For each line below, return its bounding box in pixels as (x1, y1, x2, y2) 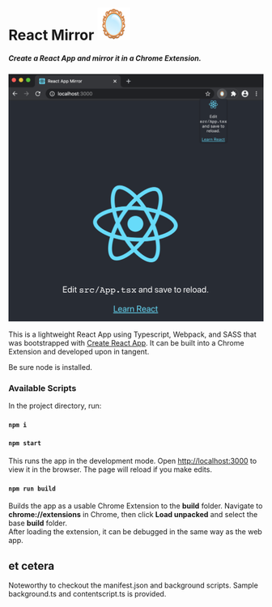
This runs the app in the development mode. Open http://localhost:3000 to (8, 456, 257, 465)
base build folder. (8, 518, 67, 528)
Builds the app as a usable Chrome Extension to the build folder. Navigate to (8, 501, 263, 511)
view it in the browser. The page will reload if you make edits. (8, 465, 213, 474)
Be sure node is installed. (8, 362, 93, 371)
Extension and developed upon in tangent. (8, 346, 150, 356)
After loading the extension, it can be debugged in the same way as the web (8, 527, 263, 537)
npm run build (8, 485, 57, 493)
